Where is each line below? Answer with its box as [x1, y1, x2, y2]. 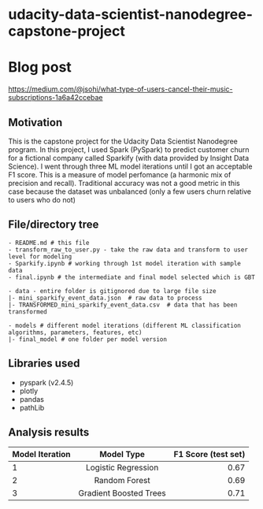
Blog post [8, 58, 72, 76]
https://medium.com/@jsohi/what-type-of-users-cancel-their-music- [8, 84, 233, 94]
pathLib [19, 403, 45, 412]
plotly [19, 386, 39, 396]
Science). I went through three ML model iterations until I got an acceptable [8, 162, 253, 171]
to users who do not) [8, 195, 76, 204]
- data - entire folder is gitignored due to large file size [8, 287, 217, 295]
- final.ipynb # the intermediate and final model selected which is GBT [8, 273, 256, 281]
